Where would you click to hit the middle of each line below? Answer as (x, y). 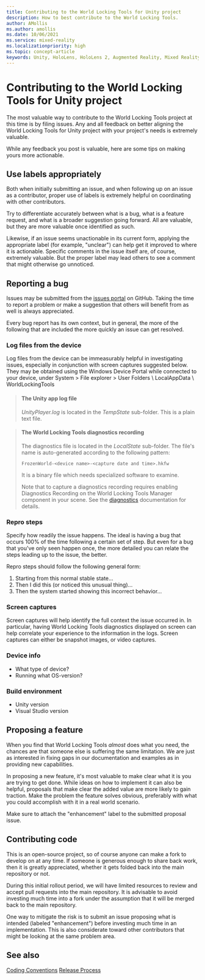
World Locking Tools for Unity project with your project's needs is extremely (102, 130)
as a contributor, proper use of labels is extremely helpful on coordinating (99, 195)
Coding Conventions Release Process (54, 970)
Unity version (32, 704)
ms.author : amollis (31, 29)
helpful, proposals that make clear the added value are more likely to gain (99, 789)
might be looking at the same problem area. (61, 936)
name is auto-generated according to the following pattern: (95, 452)
